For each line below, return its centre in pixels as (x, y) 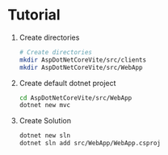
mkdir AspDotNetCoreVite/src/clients (83, 60)
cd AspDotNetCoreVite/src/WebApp (76, 98)
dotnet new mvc (45, 105)
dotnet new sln (45, 136)
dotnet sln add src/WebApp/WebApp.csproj (90, 144)
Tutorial (34, 15)
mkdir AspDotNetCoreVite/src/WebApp (81, 67)
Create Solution (45, 121)
